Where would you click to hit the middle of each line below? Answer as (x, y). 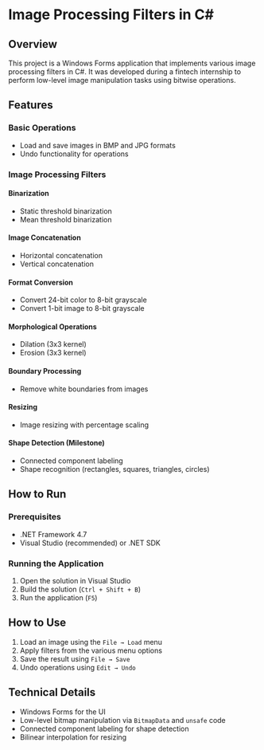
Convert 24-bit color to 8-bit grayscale (83, 300)
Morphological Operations (52, 326)
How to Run (37, 495)
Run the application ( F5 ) (58, 598)
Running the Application (56, 563)
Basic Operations (42, 128)
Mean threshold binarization (66, 219)
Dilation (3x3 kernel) (53, 344)
